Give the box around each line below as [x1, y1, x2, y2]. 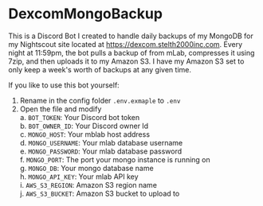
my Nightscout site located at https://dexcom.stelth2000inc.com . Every [8, 39, 243, 49]
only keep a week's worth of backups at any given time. [8, 64, 191, 74]
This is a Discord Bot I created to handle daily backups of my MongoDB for [8, 31, 253, 41]
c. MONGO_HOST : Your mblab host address [19, 129, 150, 139]
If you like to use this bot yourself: [8, 80, 120, 90]
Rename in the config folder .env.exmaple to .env [19, 95, 181, 105]
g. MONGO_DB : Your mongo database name [19, 163, 154, 173]
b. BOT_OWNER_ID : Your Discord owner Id [19, 121, 149, 130]
